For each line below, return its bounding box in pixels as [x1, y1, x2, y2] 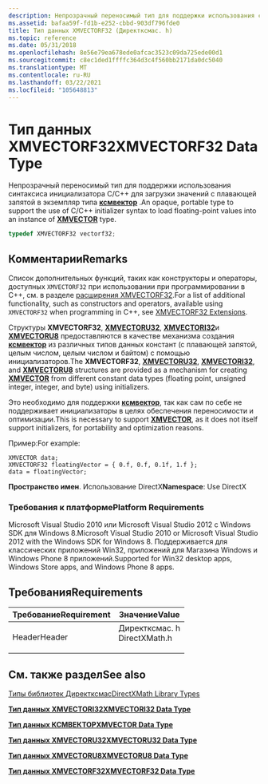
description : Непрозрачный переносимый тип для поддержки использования [8, 11, 255, 20]
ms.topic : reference [8, 34, 77, 42]
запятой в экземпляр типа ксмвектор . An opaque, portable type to [8, 197, 234, 208]
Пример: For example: [8, 438, 81, 448]
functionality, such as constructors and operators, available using [8, 299, 223, 308]
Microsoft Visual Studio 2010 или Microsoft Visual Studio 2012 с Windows [8, 520, 251, 529]
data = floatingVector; [8, 468, 88, 476]
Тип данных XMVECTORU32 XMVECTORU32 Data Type [8, 735, 198, 745]
